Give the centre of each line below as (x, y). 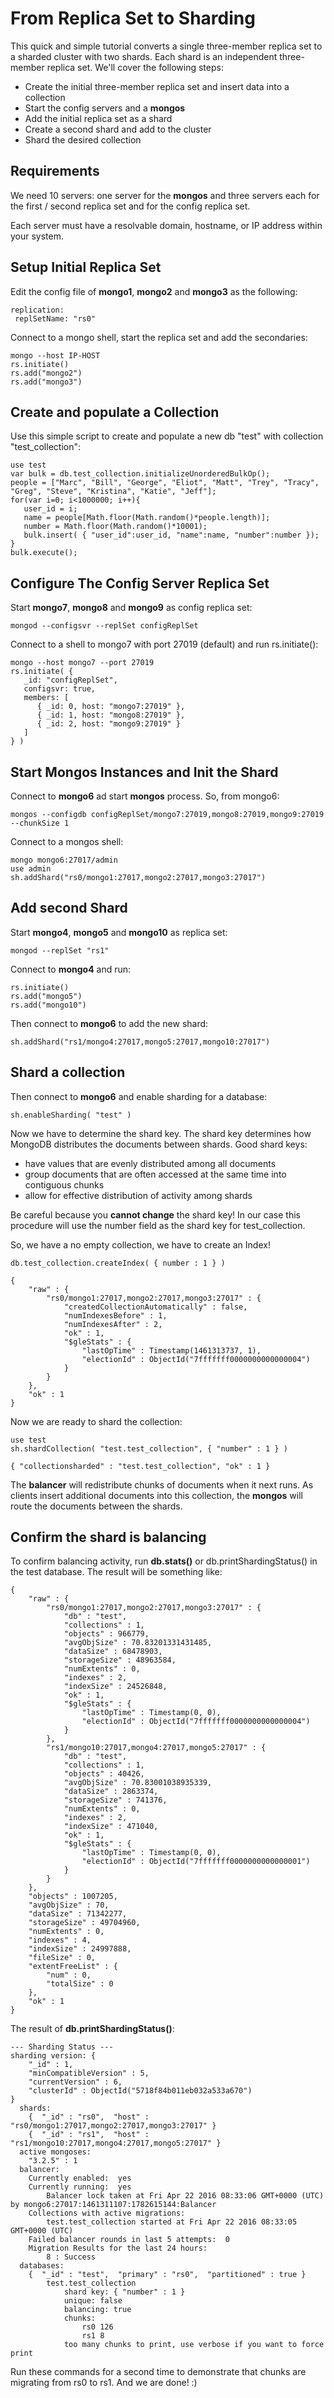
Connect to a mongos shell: (67, 841)
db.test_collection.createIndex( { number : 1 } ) (118, 1263)
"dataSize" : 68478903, (113, 1652)
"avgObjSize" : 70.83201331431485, (138, 1643)
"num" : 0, (69, 1975)
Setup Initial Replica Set (86, 267)
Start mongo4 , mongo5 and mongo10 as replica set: (119, 932)
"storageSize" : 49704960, (84, 1923)
